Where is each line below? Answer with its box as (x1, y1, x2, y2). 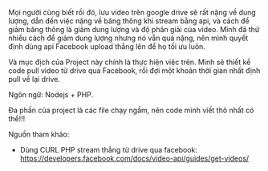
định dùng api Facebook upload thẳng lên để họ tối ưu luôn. (8, 42, 206, 51)
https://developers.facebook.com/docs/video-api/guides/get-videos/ (19, 153, 250, 163)
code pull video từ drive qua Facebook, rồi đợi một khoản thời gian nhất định (8, 66, 261, 75)
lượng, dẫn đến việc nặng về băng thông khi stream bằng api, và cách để (8, 16, 250, 26)
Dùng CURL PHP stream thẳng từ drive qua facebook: (19, 145, 198, 154)
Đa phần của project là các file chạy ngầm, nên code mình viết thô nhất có (8, 105, 254, 115)
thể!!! (8, 114, 26, 124)
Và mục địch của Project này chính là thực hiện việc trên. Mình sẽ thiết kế (8, 57, 251, 67)
